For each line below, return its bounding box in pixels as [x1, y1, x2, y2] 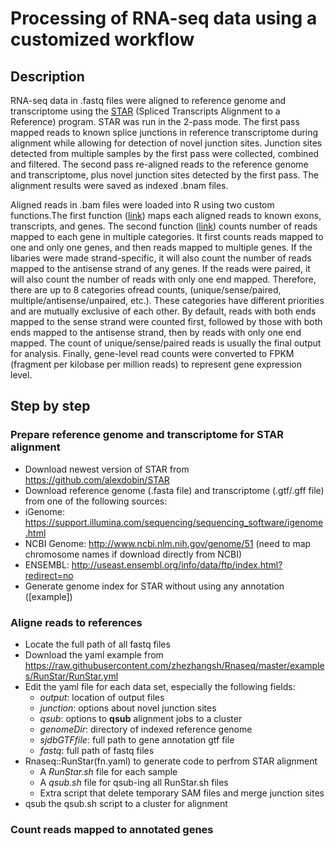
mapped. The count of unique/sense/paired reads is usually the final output [10, 337, 322, 349]
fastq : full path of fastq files [39, 744, 155, 756]
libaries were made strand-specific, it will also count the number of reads [10, 252, 312, 264]
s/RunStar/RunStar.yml [24, 670, 119, 682]
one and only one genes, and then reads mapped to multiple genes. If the [10, 242, 313, 253]
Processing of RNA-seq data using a [10, 7, 318, 30]
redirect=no [24, 569, 74, 581]
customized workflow [10, 28, 195, 51]
